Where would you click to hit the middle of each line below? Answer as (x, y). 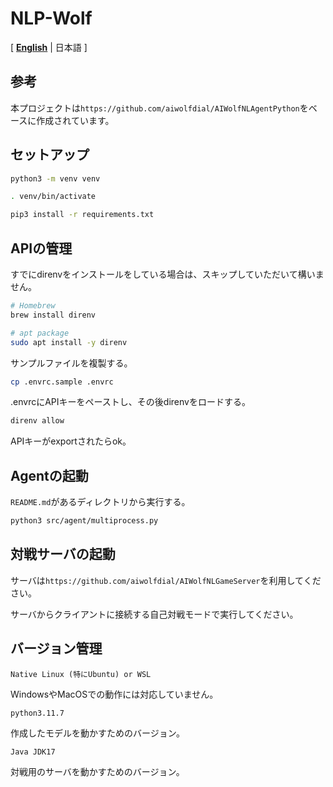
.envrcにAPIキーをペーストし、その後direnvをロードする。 (130, 402)
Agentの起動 (49, 475)
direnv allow (37, 421)
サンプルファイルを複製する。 (71, 363)
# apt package (40, 333)
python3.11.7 (37, 713)
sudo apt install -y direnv (69, 342)
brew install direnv (53, 315)
